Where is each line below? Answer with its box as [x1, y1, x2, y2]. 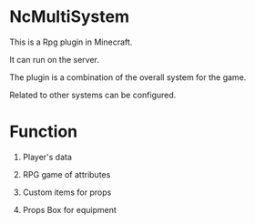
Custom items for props [22, 187, 112, 198]
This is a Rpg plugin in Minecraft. [9, 36, 133, 47]
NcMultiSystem [9, 6, 130, 27]
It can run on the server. [9, 54, 100, 65]
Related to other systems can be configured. [9, 89, 177, 100]
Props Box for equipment [22, 204, 117, 215]
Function [9, 121, 78, 142]
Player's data [22, 151, 73, 162]
